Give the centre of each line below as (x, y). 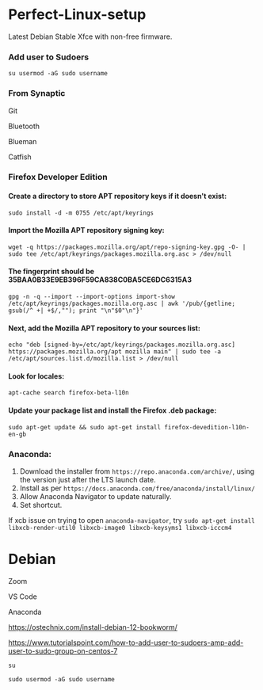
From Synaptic (37, 93)
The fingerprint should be (51, 272)
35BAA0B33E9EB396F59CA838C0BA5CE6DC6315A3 (100, 280)
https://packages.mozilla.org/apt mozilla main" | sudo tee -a (115, 352)
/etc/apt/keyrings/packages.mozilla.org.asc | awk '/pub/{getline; (122, 304)
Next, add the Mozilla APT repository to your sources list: (104, 328)
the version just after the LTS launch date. (88, 479)
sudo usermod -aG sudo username (61, 679)
